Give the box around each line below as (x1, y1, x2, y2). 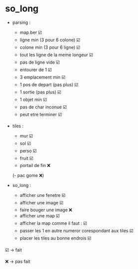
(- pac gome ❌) (12, 172, 44, 178)
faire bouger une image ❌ (19, 207, 72, 213)
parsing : (12, 19, 31, 25)
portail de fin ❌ (19, 162, 51, 168)
